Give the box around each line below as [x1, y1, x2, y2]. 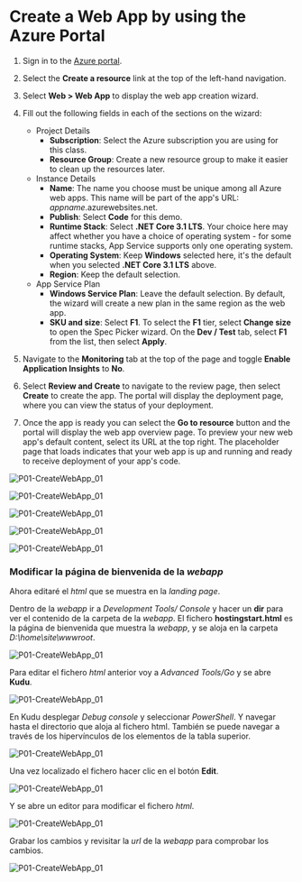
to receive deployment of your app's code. [22, 455, 181, 466]
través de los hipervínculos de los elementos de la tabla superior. [9, 730, 251, 741]
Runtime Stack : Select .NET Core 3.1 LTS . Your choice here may [49, 221, 288, 232]
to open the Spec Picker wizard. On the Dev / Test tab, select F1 [49, 326, 288, 337]
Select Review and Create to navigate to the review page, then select [22, 381, 281, 391]
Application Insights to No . [22, 363, 125, 373]
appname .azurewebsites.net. [49, 201, 158, 213]
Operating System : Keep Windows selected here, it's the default [49, 250, 292, 261]
